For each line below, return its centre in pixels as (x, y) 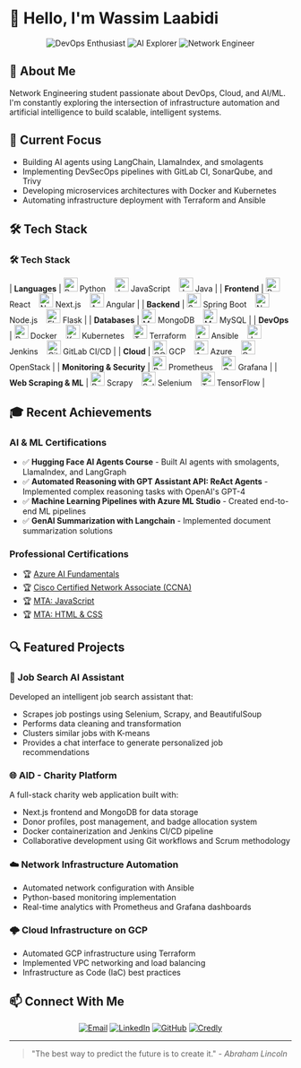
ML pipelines (63, 511)
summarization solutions (68, 530)
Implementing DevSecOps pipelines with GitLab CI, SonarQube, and (147, 171)
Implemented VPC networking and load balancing (114, 962)
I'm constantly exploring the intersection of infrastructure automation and (145, 102)
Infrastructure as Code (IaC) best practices (101, 972)
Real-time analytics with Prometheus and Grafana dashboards (137, 907)
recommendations (56, 751)
